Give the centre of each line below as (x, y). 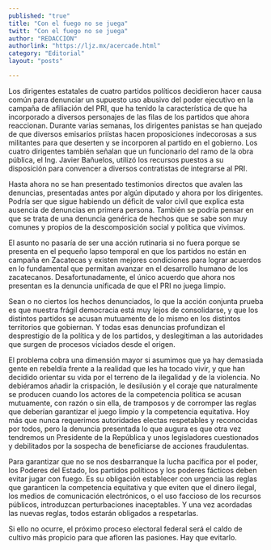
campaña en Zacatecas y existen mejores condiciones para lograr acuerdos (135, 260)
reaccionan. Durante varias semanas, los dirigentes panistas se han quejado (135, 125)
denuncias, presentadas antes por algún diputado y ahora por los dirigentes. (136, 192)
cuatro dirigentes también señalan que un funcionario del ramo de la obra (131, 151)
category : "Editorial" (47, 53)
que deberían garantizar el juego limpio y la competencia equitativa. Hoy (129, 411)
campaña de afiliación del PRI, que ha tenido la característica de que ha (128, 108)
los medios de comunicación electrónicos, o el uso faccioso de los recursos (135, 496)
